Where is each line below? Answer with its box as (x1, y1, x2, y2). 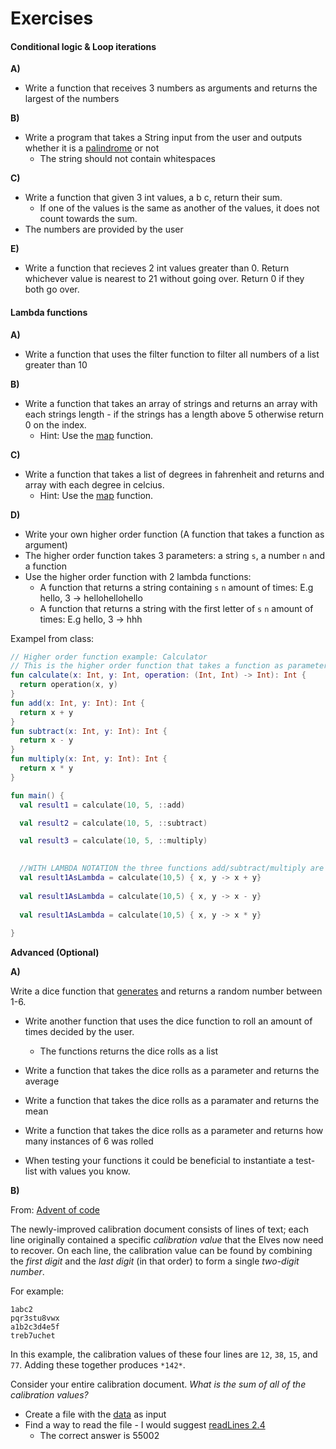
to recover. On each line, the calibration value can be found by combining (10, 1245, 313, 1257)
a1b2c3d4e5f (10, 1322, 60, 1332)
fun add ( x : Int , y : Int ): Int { (10, 698, 145, 708)
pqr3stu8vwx (10, 1313, 60, 1324)
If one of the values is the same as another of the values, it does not (39, 202, 320, 214)
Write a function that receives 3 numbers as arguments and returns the (24, 82, 318, 94)
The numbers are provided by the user (24, 223, 184, 236)
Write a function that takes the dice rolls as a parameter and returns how (24, 1125, 324, 1137)
